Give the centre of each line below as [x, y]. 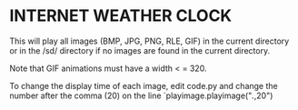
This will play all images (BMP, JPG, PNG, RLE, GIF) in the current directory [149, 41]
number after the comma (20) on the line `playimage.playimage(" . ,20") [141, 95]
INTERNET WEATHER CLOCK [121, 16]
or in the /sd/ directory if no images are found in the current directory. [140, 50]
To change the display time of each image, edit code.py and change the [144, 85]
